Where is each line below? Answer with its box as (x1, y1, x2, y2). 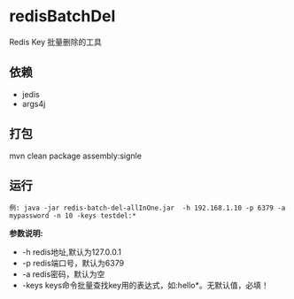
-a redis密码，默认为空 (21, 269, 105, 280)
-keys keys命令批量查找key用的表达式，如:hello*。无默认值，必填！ (21, 280, 269, 291)
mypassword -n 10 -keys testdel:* (9, 211, 137, 220)
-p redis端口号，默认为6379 (21, 258, 125, 269)
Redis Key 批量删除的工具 (9, 36, 102, 47)
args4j (21, 98, 46, 109)
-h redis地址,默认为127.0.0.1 (21, 247, 122, 257)
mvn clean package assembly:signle (9, 150, 142, 161)
